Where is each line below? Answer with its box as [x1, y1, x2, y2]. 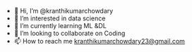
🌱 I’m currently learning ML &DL [13, 22, 107, 30]
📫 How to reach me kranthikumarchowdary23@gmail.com [13, 37, 186, 45]
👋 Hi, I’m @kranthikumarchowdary [13, 7, 114, 15]
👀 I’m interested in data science [13, 14, 106, 22]
